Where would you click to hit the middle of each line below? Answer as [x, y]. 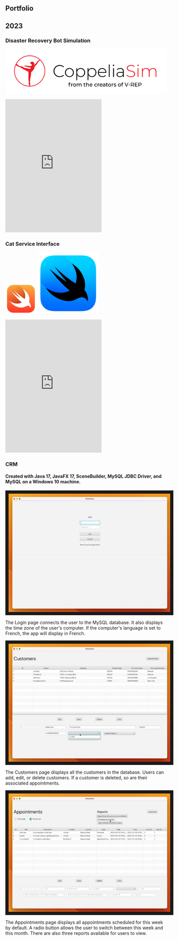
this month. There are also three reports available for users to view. [76, 933]
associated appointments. [33, 783]
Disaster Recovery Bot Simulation [48, 41]
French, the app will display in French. [45, 633]
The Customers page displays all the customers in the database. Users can [85, 772]
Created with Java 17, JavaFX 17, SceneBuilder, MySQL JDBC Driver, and [83, 476]
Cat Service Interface [33, 244]
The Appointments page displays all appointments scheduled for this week [84, 923]
